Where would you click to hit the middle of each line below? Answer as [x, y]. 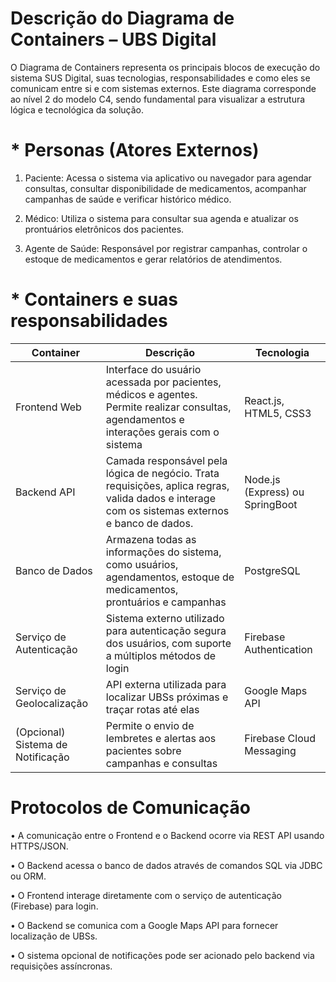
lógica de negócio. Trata [162, 473]
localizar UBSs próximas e [167, 697]
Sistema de [41, 744]
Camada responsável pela [166, 460]
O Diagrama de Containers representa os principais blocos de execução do [165, 67]
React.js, [264, 400]
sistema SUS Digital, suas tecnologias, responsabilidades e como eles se [160, 78]
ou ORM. [28, 876]
